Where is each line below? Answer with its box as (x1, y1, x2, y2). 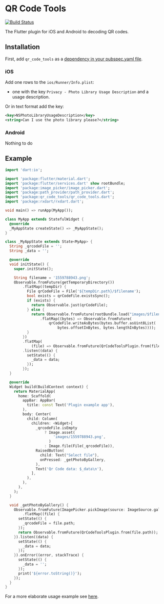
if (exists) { (26, 298, 56, 303)
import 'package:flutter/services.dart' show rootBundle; (5, 181, 125, 186)
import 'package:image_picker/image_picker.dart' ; (5, 185, 110, 190)
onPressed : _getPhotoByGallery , (40, 457, 106, 462)
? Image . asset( (44, 430, 76, 435)
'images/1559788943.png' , (53, 434, 106, 439)
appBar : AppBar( (22, 398, 56, 403)
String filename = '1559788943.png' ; (14, 275, 91, 280)
